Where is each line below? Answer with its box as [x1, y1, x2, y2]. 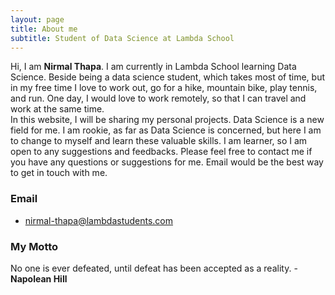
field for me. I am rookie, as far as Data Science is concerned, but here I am [10, 124, 322, 136]
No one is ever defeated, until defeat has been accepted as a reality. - [10, 262, 298, 274]
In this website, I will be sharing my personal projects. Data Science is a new [10, 114, 325, 126]
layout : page [10, 14, 65, 25]
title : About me [10, 24, 78, 34]
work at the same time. [10, 103, 105, 115]
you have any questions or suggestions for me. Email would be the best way [10, 156, 324, 168]
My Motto [10, 239, 59, 253]
